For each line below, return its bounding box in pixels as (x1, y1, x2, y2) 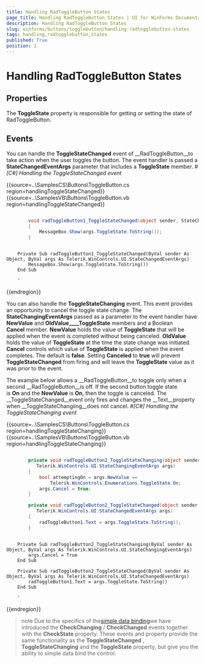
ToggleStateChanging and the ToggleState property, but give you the (21, 643, 198, 650)
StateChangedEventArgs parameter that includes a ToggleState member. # (6, 163, 198, 170)
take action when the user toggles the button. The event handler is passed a (6, 156, 198, 163)
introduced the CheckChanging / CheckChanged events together (21, 623, 188, 631)
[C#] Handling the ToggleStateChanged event (6, 169, 122, 177)
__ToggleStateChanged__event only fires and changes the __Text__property (6, 396, 195, 403)
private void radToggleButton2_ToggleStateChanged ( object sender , (28, 502, 201, 509)
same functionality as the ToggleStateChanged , (21, 636, 145, 643)
